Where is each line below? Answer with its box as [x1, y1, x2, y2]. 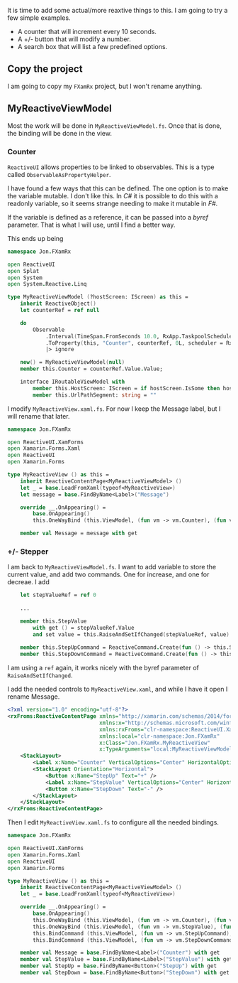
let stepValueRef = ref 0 [20, 591, 97, 599]
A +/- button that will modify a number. [17, 35, 131, 43]
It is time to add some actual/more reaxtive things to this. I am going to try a [7, 6, 228, 14]
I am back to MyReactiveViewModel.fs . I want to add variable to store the [7, 563, 217, 571]
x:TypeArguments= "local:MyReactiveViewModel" [98, 746, 236, 753]
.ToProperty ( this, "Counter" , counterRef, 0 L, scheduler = [45, 339, 223, 347]
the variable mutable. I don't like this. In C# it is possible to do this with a [7, 191, 218, 200]
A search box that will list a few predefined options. [17, 43, 168, 50]
